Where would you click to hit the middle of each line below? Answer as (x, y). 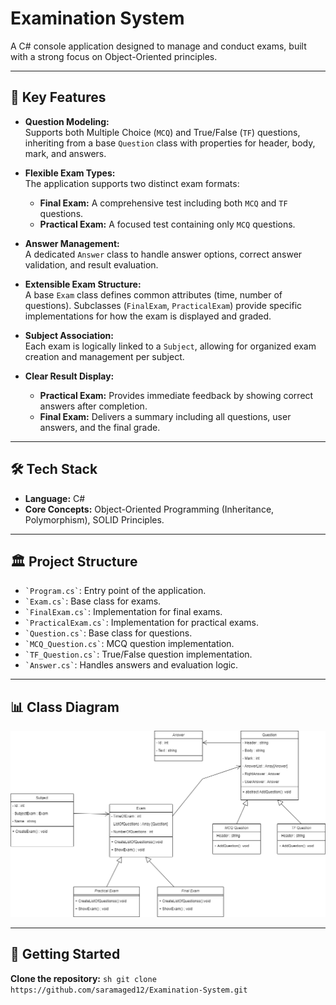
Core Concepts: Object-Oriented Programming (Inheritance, (149, 509)
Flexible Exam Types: (70, 173)
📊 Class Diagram (65, 707)
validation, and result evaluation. (91, 264)
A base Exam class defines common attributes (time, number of (153, 294)
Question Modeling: (67, 121)
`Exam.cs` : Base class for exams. (93, 601)
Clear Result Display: (69, 376)
